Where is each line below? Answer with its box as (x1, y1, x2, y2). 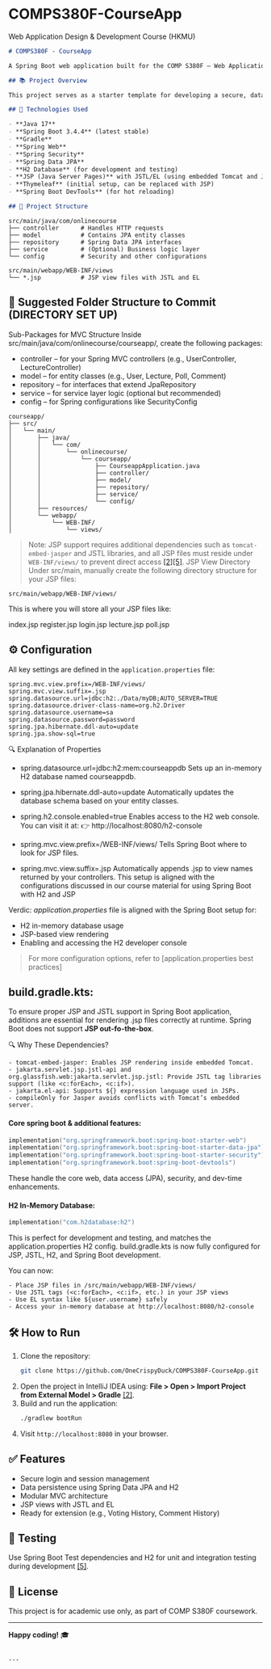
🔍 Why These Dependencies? (8, 1040, 109, 1050)
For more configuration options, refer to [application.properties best (27, 953, 254, 963)
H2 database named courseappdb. (19, 771, 136, 781)
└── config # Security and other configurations (8, 252, 207, 260)
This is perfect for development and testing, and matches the (8, 1233, 212, 1243)
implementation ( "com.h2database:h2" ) (8, 1218, 135, 1227)
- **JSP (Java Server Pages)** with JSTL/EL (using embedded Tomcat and (8, 173, 258, 181)
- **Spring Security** (8, 150, 85, 158)
